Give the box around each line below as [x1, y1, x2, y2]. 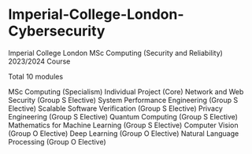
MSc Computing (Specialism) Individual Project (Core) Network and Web [8, 86, 244, 96]
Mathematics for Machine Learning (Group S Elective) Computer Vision [8, 120, 239, 130]
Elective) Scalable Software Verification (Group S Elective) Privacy [8, 104, 223, 113]
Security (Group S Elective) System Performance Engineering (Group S [8, 95, 239, 104]
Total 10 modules [8, 71, 64, 81]
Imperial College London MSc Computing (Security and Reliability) [8, 48, 223, 57]
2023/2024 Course [8, 57, 71, 66]
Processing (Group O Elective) [8, 137, 106, 146]
